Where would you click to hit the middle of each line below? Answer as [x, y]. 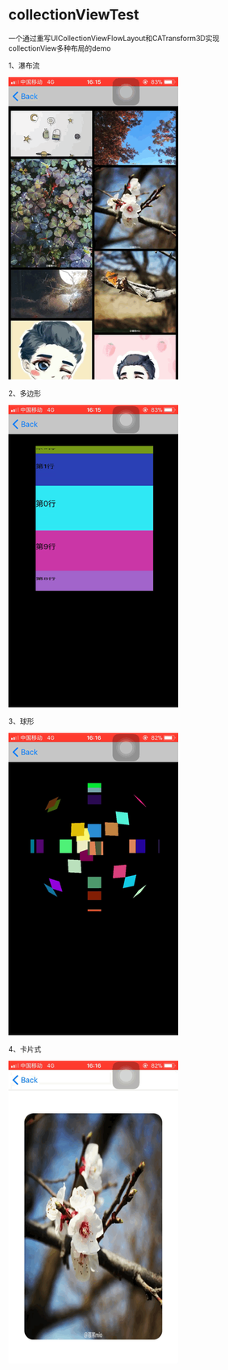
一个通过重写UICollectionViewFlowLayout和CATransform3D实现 [114, 38]
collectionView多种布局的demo [60, 48]
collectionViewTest [74, 15]
